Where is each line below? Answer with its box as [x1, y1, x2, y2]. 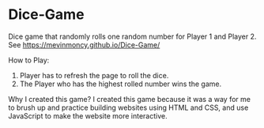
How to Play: [8, 55, 50, 65]
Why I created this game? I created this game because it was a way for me [8, 94, 251, 104]
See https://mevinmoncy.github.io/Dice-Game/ [8, 40, 160, 49]
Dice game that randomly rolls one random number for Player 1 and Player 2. [8, 32, 257, 41]
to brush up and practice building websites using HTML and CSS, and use [8, 103, 249, 112]
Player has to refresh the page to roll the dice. [19, 70, 169, 80]
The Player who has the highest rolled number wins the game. [19, 79, 222, 88]
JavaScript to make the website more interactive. [8, 111, 168, 120]
